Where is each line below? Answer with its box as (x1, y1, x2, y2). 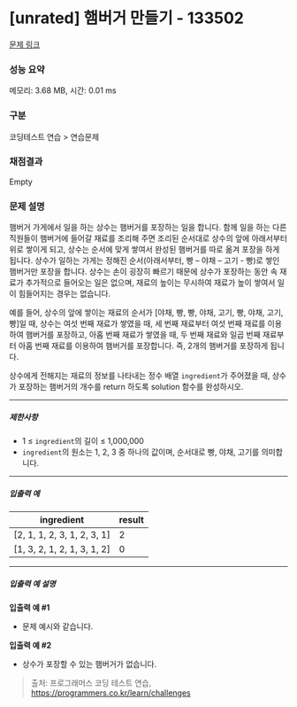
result (118, 514, 144, 526)
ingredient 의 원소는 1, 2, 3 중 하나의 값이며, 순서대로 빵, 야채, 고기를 (21, 447, 260, 457)
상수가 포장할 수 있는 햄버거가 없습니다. (21, 659, 157, 670)
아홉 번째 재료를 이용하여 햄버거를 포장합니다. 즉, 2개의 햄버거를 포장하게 (18, 340, 269, 351)
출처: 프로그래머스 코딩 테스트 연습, (30, 678, 152, 688)
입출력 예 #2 (9, 640, 52, 651)
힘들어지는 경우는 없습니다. (18, 289, 111, 299)
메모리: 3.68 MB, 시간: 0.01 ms (9, 85, 117, 96)
